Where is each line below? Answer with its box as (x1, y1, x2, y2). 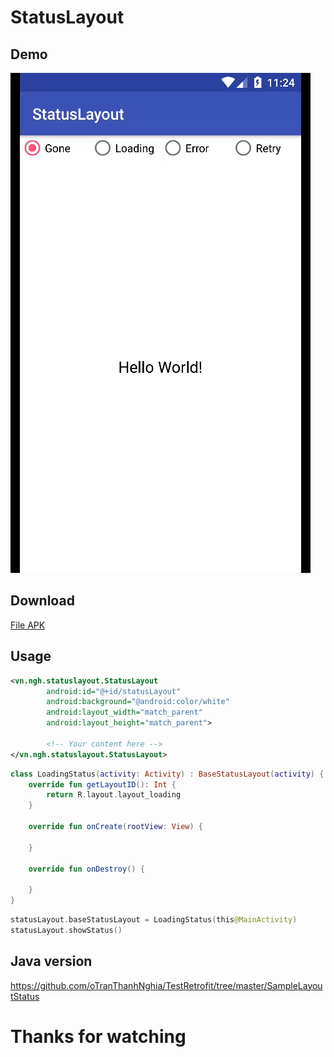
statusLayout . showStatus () (10, 925, 123, 935)
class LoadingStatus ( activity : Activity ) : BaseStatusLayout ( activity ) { (10, 769, 325, 779)
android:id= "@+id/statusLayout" (46, 686, 182, 696)
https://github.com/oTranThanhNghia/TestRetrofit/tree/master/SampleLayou (10, 979, 323, 991)
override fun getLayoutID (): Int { (28, 779, 177, 790)
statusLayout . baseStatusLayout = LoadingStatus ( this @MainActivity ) (10, 915, 298, 925)
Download (10, 592, 75, 610)
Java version (10, 953, 93, 970)
